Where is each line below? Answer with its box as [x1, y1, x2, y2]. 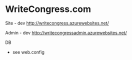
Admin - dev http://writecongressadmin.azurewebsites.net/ [5, 29, 127, 35]
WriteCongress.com [5, 3, 91, 15]
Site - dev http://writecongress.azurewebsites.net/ [5, 20, 109, 26]
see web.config [12, 49, 45, 55]
